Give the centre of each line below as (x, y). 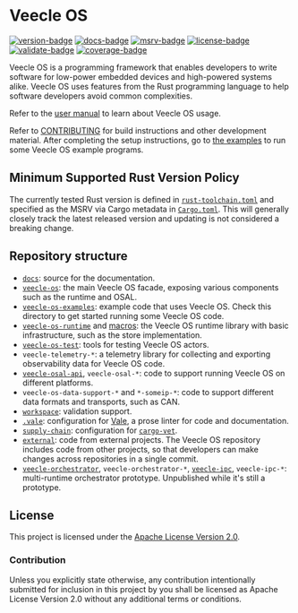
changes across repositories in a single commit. (110, 459)
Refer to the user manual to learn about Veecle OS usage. (115, 113)
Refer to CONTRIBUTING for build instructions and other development (138, 130)
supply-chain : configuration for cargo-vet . (100, 430)
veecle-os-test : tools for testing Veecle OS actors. (115, 344)
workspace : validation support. (77, 411)
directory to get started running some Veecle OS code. (123, 315)
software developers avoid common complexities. (101, 96)
